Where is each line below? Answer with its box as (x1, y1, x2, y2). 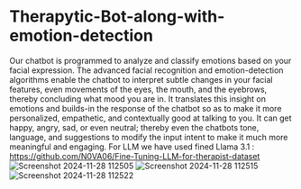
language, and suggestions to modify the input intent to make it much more (9, 131, 288, 142)
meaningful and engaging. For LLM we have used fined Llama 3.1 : (9, 141, 255, 152)
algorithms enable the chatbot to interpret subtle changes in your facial (9, 74, 273, 85)
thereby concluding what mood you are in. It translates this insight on (9, 93, 267, 104)
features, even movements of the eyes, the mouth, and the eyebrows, (9, 84, 268, 94)
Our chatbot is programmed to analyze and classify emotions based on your (9, 55, 292, 66)
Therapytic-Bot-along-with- (9, 6, 225, 27)
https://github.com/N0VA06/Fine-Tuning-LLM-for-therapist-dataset (9, 150, 260, 161)
